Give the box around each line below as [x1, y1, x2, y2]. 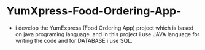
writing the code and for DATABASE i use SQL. [15, 37, 133, 44]
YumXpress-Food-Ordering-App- [6, 4, 182, 18]
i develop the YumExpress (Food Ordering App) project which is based [15, 24, 194, 31]
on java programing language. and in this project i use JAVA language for [15, 30, 200, 37]
